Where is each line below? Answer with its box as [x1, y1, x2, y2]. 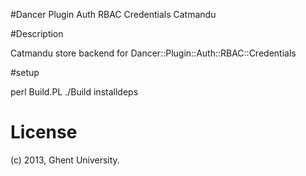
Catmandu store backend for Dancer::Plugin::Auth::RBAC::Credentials [10, 47, 297, 59]
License [10, 121, 78, 144]
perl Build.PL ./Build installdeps [10, 86, 139, 98]
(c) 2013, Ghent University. [10, 154, 120, 166]
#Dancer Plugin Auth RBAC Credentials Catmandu [10, 9, 217, 20]
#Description [10, 28, 64, 39]
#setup [10, 67, 40, 78]
